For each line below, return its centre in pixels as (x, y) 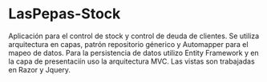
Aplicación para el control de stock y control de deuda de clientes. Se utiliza (134, 36)
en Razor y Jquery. (39, 69)
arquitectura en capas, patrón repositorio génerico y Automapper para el (128, 44)
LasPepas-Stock (65, 14)
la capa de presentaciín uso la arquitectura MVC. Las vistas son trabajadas (131, 61)
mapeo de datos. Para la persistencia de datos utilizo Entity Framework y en (133, 53)
